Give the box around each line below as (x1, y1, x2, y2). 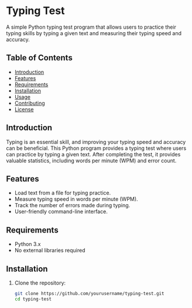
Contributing (14, 100, 45, 107)
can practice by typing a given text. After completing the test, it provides (6, 150, 181, 158)
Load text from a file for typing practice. (14, 189, 111, 197)
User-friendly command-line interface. (14, 208, 108, 215)
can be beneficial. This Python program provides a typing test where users (6, 145, 187, 152)
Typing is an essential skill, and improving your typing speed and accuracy (6, 138, 186, 145)
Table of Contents (6, 53, 73, 63)
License (14, 105, 34, 112)
